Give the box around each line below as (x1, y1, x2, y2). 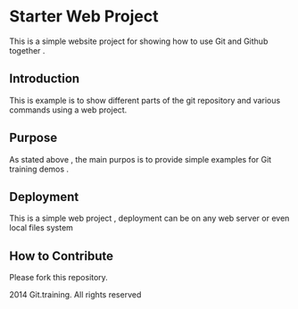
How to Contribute (9, 248, 114, 263)
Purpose (9, 130, 58, 146)
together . (9, 45, 46, 55)
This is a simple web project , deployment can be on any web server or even (9, 213, 290, 224)
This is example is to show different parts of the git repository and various (9, 95, 281, 105)
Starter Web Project (9, 6, 159, 27)
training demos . (9, 163, 70, 174)
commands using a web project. (9, 104, 128, 115)
